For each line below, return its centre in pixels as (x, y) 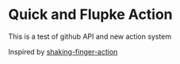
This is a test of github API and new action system (90, 36)
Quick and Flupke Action (90, 15)
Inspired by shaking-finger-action (63, 51)
